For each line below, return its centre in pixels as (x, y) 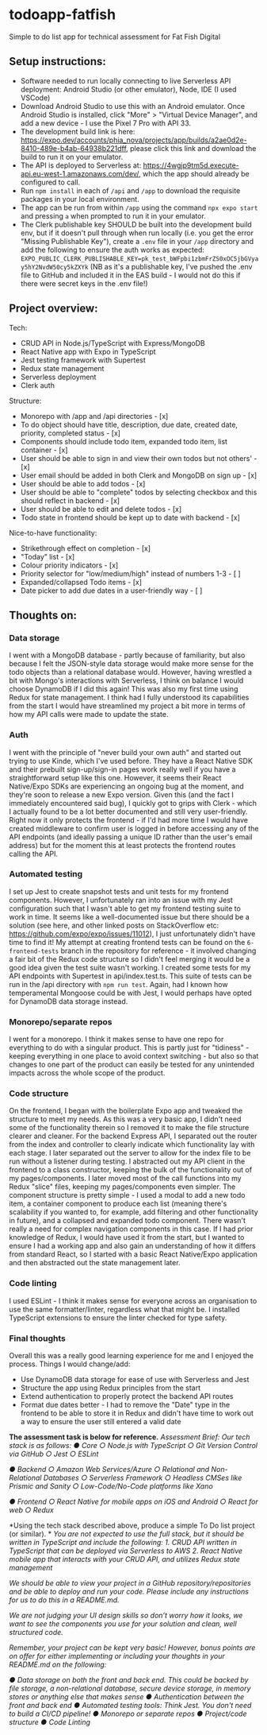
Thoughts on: (43, 615)
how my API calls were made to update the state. (89, 715)
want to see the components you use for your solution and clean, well (123, 1624)
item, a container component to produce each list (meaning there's (118, 1204)
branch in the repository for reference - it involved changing (158, 951)
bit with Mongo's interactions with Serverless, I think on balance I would (126, 680)
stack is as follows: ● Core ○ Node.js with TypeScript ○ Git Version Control (133, 1446)
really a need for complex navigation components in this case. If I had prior (131, 1229)
